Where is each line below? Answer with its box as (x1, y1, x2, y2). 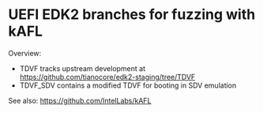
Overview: (8, 48, 42, 58)
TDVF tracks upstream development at (19, 63, 146, 73)
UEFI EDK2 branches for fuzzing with (8, 6, 256, 24)
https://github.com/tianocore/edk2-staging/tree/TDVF (19, 72, 196, 81)
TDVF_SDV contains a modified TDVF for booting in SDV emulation (19, 81, 237, 90)
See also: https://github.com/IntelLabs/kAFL (8, 96, 152, 105)
